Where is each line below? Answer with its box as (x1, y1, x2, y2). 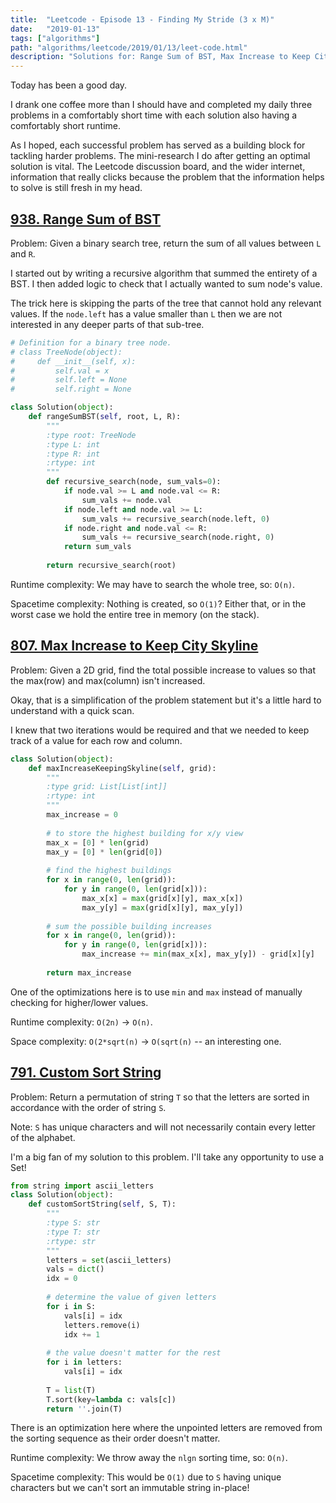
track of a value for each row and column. (10, 734, 183, 746)
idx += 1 (63, 1329, 101, 1340)
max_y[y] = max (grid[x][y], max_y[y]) (81, 902, 244, 913)
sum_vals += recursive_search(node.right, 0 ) (81, 532, 275, 543)
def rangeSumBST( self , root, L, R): (28, 412, 182, 422)
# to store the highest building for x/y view (46, 828, 244, 838)
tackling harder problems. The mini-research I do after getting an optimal (10, 150, 311, 162)
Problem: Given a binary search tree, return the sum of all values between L (10, 237, 322, 249)
